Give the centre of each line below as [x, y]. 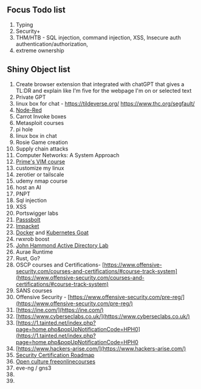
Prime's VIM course [40, 161]
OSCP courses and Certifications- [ [60, 265]
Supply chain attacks [42, 149]
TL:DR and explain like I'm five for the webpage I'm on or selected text [104, 90]
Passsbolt [28, 219]
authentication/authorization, [52, 44]
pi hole [24, 129]
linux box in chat [36, 135]
